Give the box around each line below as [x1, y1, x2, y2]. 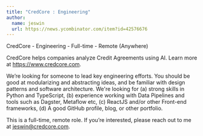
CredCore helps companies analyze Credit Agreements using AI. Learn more [6, 54, 198, 61]
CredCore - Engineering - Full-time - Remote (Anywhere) [6, 42, 148, 50]
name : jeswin [12, 20, 45, 26]
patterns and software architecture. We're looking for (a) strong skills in [6, 86, 185, 93]
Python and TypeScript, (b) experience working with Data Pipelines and [6, 92, 185, 99]
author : [6, 15, 26, 21]
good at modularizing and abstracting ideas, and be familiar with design [6, 79, 185, 86]
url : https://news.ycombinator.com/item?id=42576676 [12, 25, 148, 32]
